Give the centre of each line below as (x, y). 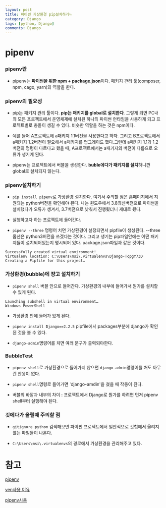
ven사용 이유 (18, 490)
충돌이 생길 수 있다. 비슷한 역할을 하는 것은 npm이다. (84, 125)
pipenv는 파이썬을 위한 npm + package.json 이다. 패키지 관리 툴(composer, (86, 81)
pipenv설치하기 (23, 185)
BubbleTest (19, 356)
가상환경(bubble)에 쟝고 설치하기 (43, 274)
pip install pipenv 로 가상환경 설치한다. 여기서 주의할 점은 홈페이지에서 (83, 197)
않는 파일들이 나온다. (32, 433)
